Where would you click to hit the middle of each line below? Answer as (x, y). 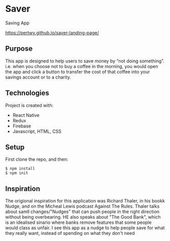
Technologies (27, 93)
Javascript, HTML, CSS (37, 131)
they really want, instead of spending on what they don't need (70, 233)
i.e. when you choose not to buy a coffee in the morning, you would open (82, 66)
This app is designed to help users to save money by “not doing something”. (85, 61)
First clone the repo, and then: (37, 159)
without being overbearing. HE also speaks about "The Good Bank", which (83, 217)
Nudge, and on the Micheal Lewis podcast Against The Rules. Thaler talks (82, 206)
